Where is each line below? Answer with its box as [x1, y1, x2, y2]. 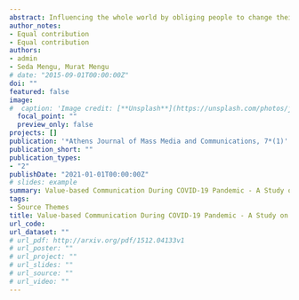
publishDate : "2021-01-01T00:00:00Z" [9, 170, 149, 178]
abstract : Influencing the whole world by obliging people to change [9, 12, 273, 22]
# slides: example [9, 178, 77, 187]
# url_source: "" [9, 269, 74, 278]
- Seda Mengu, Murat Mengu [9, 63, 109, 72]
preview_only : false [17, 121, 93, 130]
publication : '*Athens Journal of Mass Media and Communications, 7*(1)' [9, 137, 289, 146]
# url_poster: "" [9, 244, 74, 253]
